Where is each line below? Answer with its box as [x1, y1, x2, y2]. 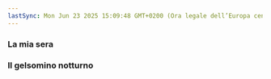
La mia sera [7, 38, 54, 49]
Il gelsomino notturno [7, 60, 94, 71]
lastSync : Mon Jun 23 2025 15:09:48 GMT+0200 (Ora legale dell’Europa [7, 11, 251, 20]
